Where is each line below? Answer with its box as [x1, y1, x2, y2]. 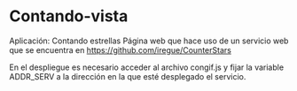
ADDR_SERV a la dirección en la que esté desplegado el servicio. [9, 71, 246, 81]
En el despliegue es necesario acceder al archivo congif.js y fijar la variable [9, 62, 285, 72]
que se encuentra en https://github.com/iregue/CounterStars [9, 44, 232, 55]
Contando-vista [9, 6, 129, 27]
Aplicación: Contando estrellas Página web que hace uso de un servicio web [9, 35, 289, 46]
